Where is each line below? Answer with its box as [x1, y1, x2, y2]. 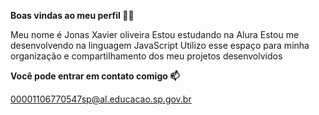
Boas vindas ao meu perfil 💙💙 [10, 10, 135, 21]
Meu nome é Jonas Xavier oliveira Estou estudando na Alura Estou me [10, 29, 300, 40]
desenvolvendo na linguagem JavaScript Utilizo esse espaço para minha [10, 40, 310, 51]
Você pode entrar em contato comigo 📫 [10, 70, 180, 82]
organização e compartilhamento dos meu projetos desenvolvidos [10, 50, 283, 62]
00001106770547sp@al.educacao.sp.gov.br [10, 93, 192, 105]
